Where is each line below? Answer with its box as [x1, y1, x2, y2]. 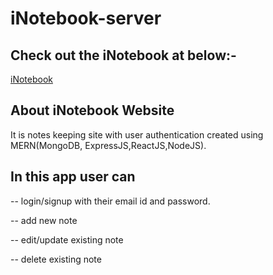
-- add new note [10, 214, 78, 226]
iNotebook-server [10, 7, 162, 30]
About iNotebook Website [10, 102, 175, 119]
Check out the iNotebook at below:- [10, 47, 237, 64]
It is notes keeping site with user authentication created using [10, 128, 264, 141]
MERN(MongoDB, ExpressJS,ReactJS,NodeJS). [10, 139, 207, 151]
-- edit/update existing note [10, 233, 124, 246]
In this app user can [10, 168, 136, 186]
